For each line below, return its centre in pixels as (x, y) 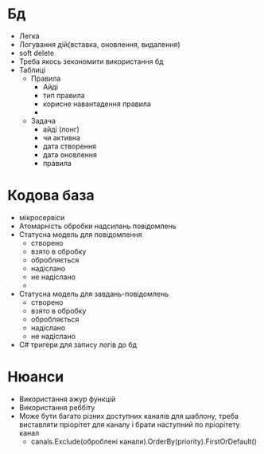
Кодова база (51, 195)
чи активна (62, 137)
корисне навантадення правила (97, 104)
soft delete (37, 53)
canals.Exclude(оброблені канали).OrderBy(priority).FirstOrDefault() (144, 441)
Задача (43, 120)
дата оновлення (70, 154)
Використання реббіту (57, 407)
